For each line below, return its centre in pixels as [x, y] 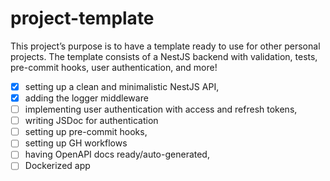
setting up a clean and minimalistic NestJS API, [122, 86]
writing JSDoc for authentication [91, 121]
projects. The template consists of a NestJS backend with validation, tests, [164, 56]
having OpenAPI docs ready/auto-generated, [117, 154]
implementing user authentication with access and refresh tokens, [161, 109]
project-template [82, 18]
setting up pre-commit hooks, [86, 132]
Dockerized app [57, 166]
